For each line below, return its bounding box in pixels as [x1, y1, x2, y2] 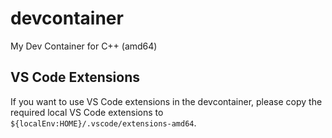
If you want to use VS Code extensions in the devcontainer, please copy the [10, 95, 323, 107]
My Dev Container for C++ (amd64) [10, 40, 158, 52]
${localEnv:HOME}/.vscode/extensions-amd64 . [10, 117, 197, 129]
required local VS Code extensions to [10, 106, 164, 118]
